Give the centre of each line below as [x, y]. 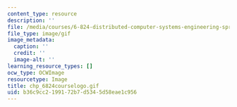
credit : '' [30, 53]
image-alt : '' [34, 60]
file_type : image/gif [39, 33]
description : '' [31, 20]
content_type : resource [42, 14]
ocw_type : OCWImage [36, 73]
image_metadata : [31, 40]
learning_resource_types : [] [50, 66]
